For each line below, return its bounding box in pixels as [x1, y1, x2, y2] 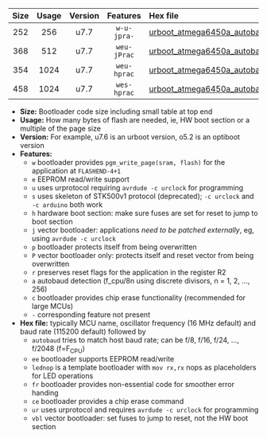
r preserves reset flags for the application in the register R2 [31, 268, 226, 277]
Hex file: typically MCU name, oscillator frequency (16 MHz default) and [19, 319, 257, 327]
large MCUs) [31, 302, 74, 311]
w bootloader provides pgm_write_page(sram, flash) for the [31, 158, 226, 166]
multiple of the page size [19, 123, 102, 133]
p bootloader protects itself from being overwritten [31, 242, 197, 252]
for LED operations [31, 370, 94, 381]
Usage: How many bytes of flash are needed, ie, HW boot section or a [19, 115, 250, 124]
